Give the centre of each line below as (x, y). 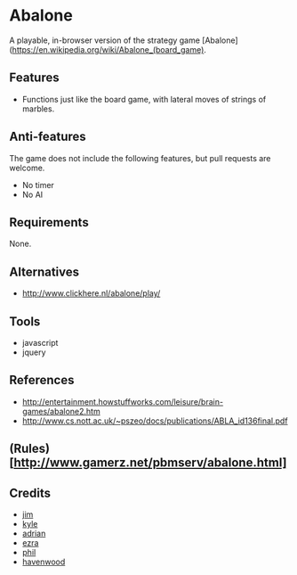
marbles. (38, 109)
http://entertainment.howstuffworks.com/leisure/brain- (123, 401)
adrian (34, 534)
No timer (38, 185)
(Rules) (30, 449)
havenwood (44, 562)
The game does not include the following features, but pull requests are (140, 158)
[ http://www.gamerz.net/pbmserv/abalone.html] (148, 463)
